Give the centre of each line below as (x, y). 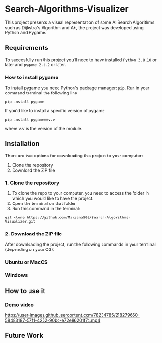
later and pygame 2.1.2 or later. (36, 64)
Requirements (27, 48)
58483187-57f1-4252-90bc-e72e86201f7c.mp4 (53, 320)
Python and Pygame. (26, 32)
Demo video (19, 305)
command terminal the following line (41, 93)
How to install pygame (32, 77)
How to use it (25, 291)
